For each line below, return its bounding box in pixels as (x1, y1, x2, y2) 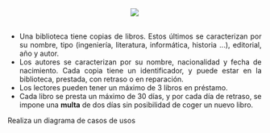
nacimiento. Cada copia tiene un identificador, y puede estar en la (19, 66, 262, 75)
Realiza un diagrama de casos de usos (7, 116, 136, 125)
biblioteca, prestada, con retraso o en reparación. (19, 74, 185, 84)
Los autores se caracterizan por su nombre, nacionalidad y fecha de (19, 57, 262, 67)
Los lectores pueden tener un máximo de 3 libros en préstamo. (19, 83, 228, 92)
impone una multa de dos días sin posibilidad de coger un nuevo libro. (19, 100, 254, 110)
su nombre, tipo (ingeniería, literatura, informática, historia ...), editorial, (19, 40, 262, 49)
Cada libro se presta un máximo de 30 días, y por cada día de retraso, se (19, 92, 262, 101)
